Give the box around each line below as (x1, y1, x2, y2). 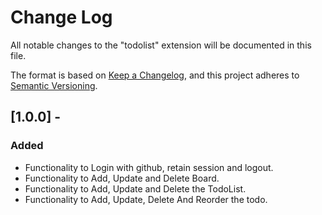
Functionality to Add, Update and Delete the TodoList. (24, 182, 247, 195)
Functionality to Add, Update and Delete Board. (24, 172, 220, 184)
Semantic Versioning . (10, 79, 98, 91)
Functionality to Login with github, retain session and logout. (24, 161, 274, 173)
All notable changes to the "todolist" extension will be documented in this (10, 39, 312, 51)
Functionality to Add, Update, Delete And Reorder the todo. (24, 193, 268, 205)
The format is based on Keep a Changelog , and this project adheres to (10, 69, 300, 81)
